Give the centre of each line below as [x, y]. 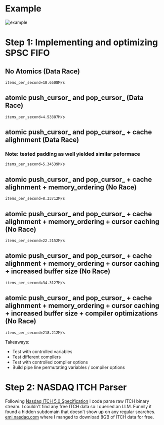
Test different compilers [37, 357]
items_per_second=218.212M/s [35, 333]
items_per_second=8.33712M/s [35, 199]
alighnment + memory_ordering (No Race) [71, 187]
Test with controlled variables [42, 351]
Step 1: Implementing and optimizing [82, 42]
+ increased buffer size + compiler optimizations [82, 314]
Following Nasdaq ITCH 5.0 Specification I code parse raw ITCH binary [77, 401]
